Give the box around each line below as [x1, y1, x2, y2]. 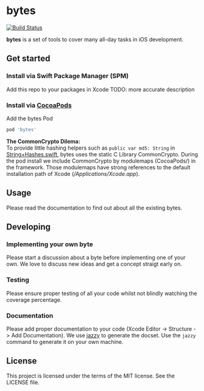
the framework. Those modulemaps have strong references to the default [6, 163, 191, 171]
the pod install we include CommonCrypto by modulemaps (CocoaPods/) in [6, 157, 196, 164]
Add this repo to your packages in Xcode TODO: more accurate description [6, 86, 195, 93]
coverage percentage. [6, 296, 62, 303]
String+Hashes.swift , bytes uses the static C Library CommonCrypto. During [6, 150, 199, 158]
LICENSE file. [6, 378, 40, 386]
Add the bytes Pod [6, 114, 53, 122]
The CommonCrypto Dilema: [6, 137, 80, 145]
